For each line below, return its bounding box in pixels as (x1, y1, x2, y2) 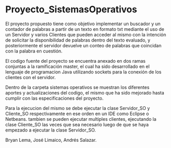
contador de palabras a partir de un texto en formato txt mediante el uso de (5, 26, 165, 32)
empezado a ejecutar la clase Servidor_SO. (5, 127, 96, 133)
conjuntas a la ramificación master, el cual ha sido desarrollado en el (5, 63, 150, 69)
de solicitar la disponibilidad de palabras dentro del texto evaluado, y (5, 37, 151, 43)
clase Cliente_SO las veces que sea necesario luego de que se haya (5, 121, 149, 127)
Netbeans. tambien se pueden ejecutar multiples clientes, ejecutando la (5, 116, 157, 122)
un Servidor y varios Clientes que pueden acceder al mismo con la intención (5, 31, 166, 38)
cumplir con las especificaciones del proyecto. (5, 95, 104, 101)
